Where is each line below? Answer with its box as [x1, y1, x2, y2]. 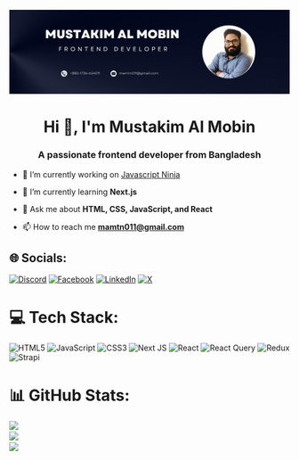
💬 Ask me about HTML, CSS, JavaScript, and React [21, 203, 214, 214]
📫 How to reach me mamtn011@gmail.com [21, 221, 185, 232]
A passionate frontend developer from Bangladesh [37, 149, 262, 161]
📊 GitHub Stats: [9, 385, 131, 406]
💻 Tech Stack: [9, 307, 119, 327]
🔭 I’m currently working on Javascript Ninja [21, 168, 181, 179]
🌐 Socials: [9, 251, 68, 266]
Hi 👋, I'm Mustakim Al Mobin [43, 117, 256, 137]
